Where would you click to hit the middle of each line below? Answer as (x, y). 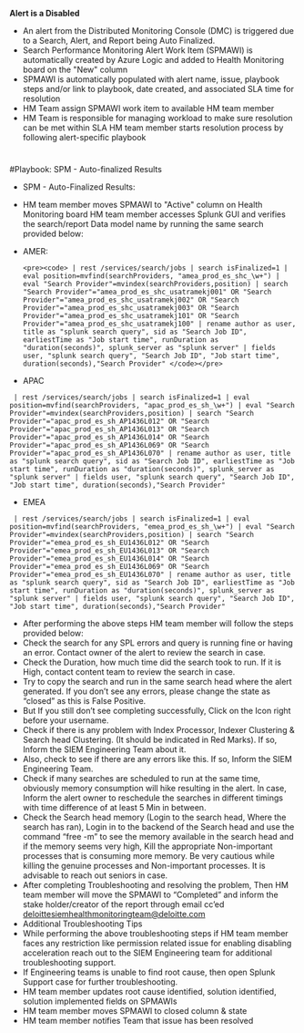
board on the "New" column (75, 69)
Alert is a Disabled (45, 13)
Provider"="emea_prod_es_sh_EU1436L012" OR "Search (109, 543)
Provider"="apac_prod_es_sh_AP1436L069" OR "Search (109, 446)
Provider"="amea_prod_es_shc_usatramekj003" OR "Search (131, 308)
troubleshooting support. (69, 963)
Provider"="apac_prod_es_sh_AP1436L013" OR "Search (109, 429)
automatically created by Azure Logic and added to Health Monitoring (153, 60)
